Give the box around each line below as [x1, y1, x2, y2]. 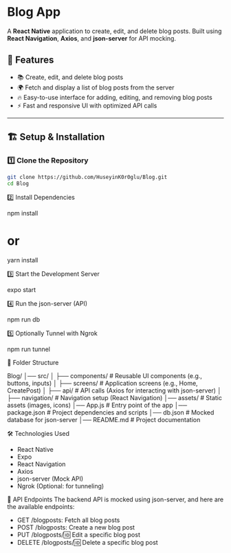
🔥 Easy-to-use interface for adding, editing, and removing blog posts [16, 93, 213, 101]
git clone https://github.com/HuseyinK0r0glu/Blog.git [7, 174, 168, 181]
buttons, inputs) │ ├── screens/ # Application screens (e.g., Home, [7, 379, 198, 388]
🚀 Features [7, 54, 54, 66]
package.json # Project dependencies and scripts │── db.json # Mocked [7, 408, 214, 417]
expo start [7, 286, 36, 294]
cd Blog [7, 180, 30, 187]
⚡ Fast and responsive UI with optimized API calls [16, 101, 157, 109]
